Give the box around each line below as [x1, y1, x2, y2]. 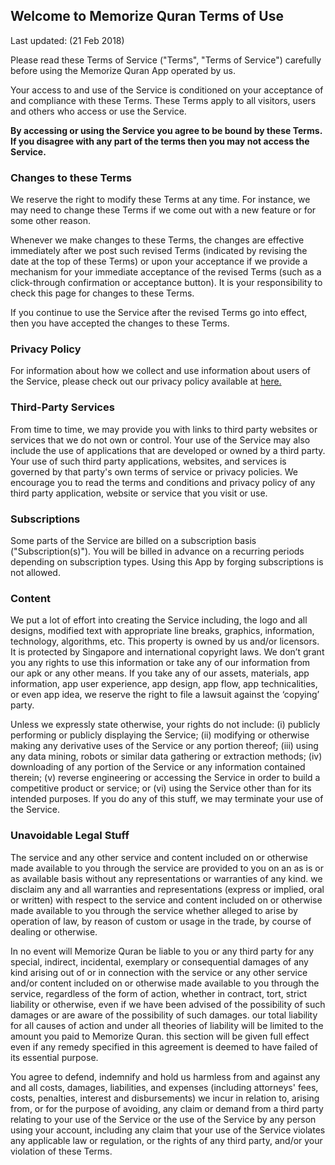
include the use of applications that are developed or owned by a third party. [10, 444, 326, 456]
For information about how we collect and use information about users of [10, 365, 311, 377]
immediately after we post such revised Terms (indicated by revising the [10, 245, 308, 257]
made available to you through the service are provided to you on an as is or [10, 862, 324, 874]
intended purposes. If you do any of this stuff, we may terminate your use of [10, 793, 324, 805]
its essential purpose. [10, 1051, 99, 1063]
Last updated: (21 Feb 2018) [10, 34, 125, 46]
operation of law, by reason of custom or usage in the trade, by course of [10, 915, 312, 927]
